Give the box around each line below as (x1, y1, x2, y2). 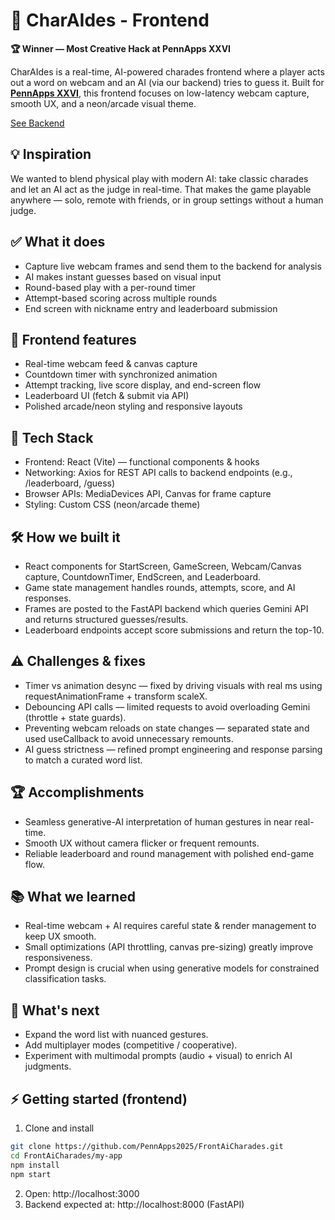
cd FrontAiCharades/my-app (10, 1150, 123, 1161)
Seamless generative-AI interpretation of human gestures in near (24, 815, 293, 828)
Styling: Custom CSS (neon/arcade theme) (24, 499, 201, 511)
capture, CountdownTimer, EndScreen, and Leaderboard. (24, 571, 262, 583)
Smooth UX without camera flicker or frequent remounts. (24, 837, 260, 849)
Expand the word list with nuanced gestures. (24, 1029, 209, 1041)
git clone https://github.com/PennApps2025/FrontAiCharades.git (10, 1142, 284, 1152)
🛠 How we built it (10, 529, 121, 546)
